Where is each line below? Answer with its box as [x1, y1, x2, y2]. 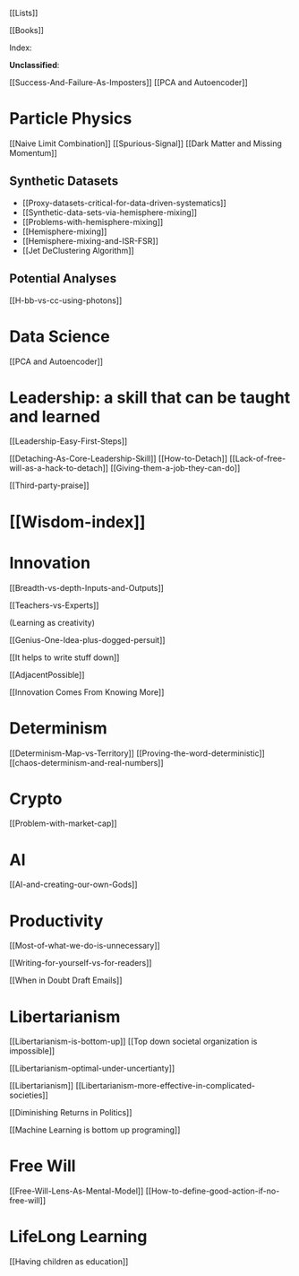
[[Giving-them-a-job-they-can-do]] [110, 463, 241, 473]
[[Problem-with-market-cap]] [9, 818, 118, 829]
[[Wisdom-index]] [9, 511, 146, 532]
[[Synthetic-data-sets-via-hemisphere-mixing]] [21, 206, 198, 218]
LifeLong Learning [9, 1227, 148, 1247]
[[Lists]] [9, 8, 38, 18]
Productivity [9, 910, 104, 931]
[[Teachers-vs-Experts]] [9, 600, 99, 611]
